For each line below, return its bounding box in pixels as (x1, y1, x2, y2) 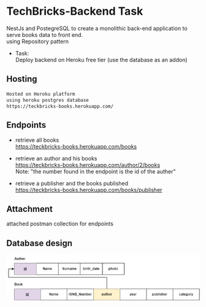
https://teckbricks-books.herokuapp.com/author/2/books (15, 161, 161, 168)
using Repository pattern (6, 37, 69, 45)
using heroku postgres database (6, 97, 89, 103)
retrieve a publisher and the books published (15, 179, 129, 187)
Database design (6, 238, 72, 248)
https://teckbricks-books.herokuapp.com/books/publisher (15, 186, 162, 193)
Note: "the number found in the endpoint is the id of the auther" (15, 168, 176, 175)
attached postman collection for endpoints (6, 220, 113, 228)
